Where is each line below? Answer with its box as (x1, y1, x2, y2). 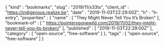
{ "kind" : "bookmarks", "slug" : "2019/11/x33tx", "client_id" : (5, 4, 129, 10)
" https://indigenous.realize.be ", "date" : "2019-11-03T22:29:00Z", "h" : (5, 9, 150, 15)
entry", (5, 15, 19, 20)
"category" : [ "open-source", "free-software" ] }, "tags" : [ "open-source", (5, 31, 159, 36)
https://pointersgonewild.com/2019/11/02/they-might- (46, 20, 157, 26)
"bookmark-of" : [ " (5, 20, 45, 26)
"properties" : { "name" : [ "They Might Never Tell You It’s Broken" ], (20, 15, 160, 20)
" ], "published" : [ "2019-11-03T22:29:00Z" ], (59, 25, 153, 31)
